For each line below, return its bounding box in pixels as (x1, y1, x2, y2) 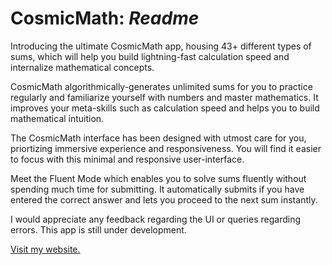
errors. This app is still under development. (10, 223, 187, 236)
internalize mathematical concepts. (10, 61, 155, 73)
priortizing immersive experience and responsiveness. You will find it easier (10, 142, 322, 154)
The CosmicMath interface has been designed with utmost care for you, (10, 132, 307, 144)
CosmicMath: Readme (10, 7, 200, 30)
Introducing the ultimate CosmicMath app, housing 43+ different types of (10, 40, 312, 52)
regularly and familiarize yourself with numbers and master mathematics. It (10, 91, 319, 103)
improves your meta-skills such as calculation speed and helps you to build (10, 102, 320, 114)
